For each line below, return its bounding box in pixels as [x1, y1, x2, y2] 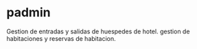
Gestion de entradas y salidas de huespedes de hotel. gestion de [6, 27, 190, 35]
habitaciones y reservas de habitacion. [6, 34, 116, 42]
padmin [6, 5, 51, 20]
